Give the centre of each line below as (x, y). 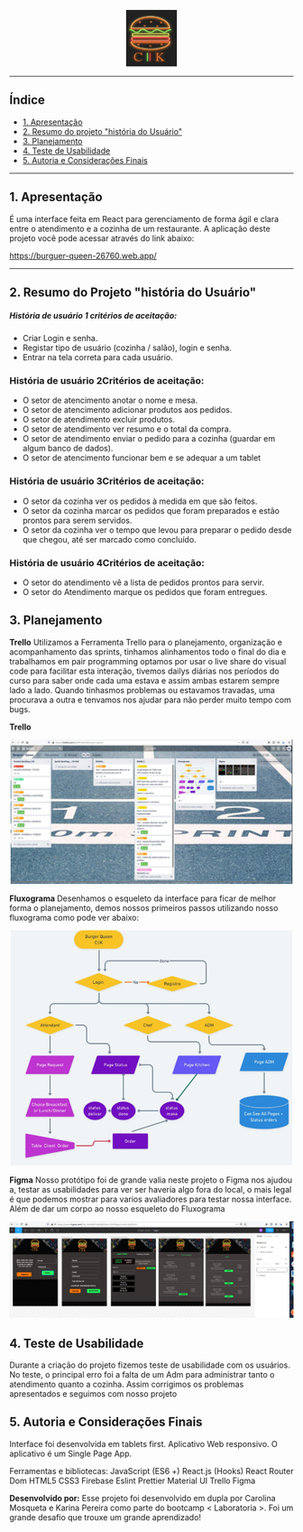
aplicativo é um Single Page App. (71, 1453)
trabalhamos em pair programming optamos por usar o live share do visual (148, 661)
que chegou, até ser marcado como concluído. (109, 539)
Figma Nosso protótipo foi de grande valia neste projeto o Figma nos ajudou (151, 1180)
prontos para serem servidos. (77, 520)
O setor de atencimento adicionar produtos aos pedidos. (127, 410)
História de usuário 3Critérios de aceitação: (107, 481)
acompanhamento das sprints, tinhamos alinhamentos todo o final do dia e (148, 652)
